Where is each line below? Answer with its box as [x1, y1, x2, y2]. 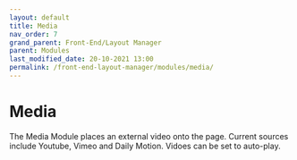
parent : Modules [9, 46, 70, 55]
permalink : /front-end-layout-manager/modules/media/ [9, 63, 215, 72]
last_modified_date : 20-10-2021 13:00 [9, 55, 154, 63]
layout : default [9, 13, 70, 22]
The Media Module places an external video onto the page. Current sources [9, 131, 289, 141]
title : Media [9, 21, 58, 30]
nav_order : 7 [9, 29, 58, 38]
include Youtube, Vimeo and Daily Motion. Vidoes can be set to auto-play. [9, 140, 281, 151]
